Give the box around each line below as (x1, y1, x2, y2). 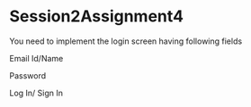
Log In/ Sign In (9, 87, 64, 98)
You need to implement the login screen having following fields (9, 36, 243, 46)
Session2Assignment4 (9, 6, 184, 27)
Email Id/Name (9, 53, 64, 63)
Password (9, 70, 47, 81)
